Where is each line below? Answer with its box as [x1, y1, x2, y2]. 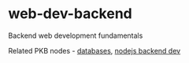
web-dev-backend [8, 5, 132, 23]
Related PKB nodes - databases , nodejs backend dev [8, 46, 181, 55]
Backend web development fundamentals [8, 31, 143, 40]
